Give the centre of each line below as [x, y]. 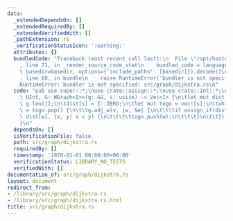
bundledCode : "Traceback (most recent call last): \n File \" [105, 59]
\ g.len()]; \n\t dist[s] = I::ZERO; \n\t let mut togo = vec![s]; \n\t [119, 104]
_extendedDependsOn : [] [48, 20]
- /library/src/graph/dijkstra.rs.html [65, 201]
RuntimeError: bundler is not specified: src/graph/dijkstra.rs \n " [119, 85]
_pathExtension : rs [42, 39]
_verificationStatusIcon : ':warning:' [70, 46]
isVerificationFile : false [52, 136]
